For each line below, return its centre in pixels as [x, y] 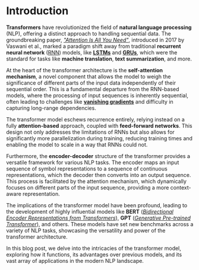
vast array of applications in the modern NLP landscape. [75, 261]
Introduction [37, 11]
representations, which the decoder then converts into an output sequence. [99, 175]
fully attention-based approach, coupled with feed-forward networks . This [99, 126]
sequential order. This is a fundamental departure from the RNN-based [93, 89]
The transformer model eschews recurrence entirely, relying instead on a [96, 119]
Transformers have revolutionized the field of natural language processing [99, 27]
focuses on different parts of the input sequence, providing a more [88, 187]
